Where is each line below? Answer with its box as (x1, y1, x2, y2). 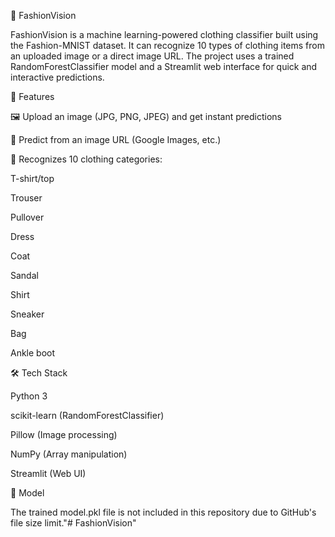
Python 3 (10, 390, 48, 402)
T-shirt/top (10, 173, 55, 184)
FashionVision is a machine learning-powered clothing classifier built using (10, 29, 319, 40)
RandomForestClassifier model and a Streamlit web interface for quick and (10, 61, 318, 72)
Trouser (10, 192, 43, 204)
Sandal (10, 270, 39, 281)
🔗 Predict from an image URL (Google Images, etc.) (10, 134, 222, 145)
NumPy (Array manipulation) (10, 448, 128, 460)
